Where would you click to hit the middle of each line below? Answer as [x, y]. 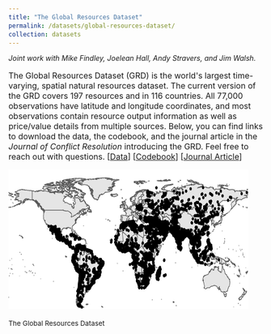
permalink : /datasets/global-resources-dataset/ [92, 26]
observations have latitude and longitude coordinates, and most [130, 106]
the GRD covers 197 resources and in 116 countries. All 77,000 [126, 96]
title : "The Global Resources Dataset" [76, 17]
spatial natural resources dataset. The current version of [149, 86]
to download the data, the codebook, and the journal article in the [133, 136]
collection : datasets [45, 34]
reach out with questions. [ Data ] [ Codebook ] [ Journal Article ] [125, 156]
